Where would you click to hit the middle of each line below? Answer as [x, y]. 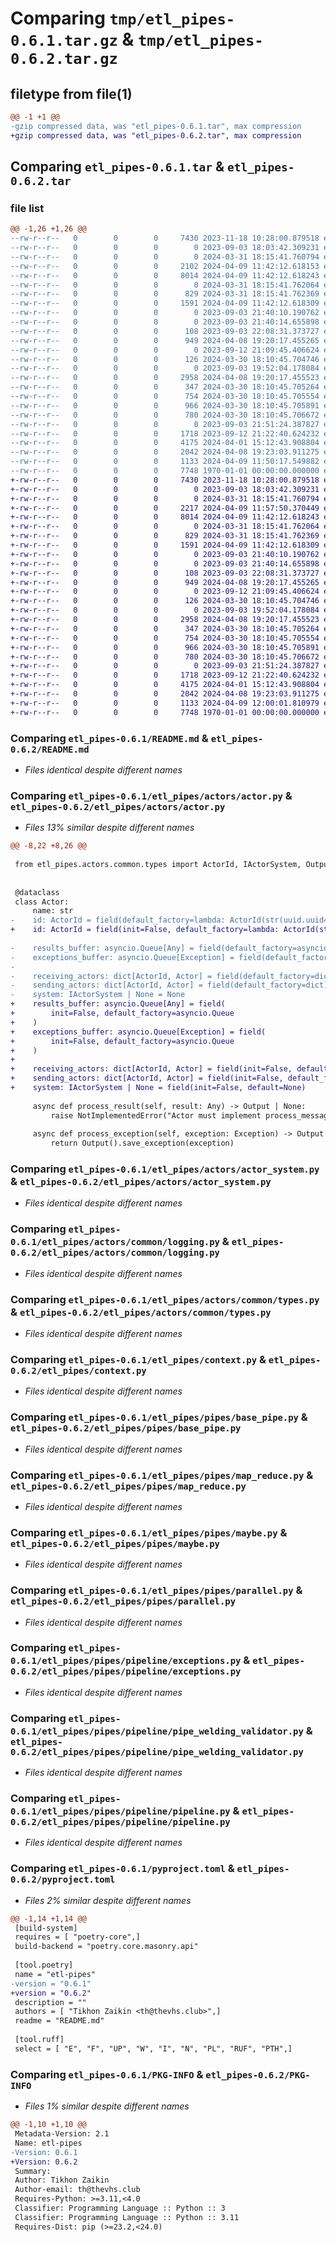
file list [27, 208]
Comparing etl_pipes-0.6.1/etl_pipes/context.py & [138, 1359]
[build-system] [46, 1928]
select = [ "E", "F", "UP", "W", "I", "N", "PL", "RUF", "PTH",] [153, 2048]
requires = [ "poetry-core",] [77, 1937]
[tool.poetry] [44, 1965]
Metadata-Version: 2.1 [62, 2134]
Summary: [33, 2171]
